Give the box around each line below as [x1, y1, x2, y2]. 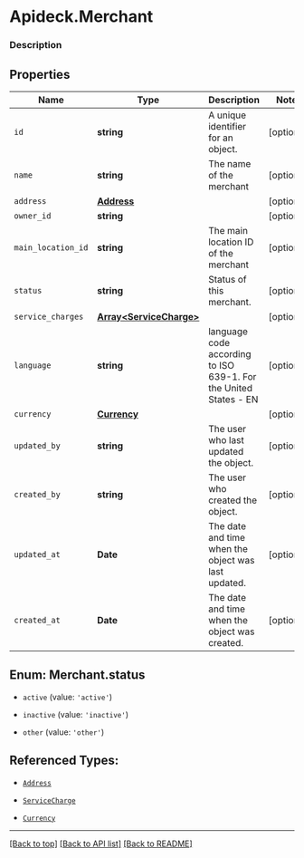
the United [207, 381, 253, 394]
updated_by [14, 440, 61, 450]
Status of [207, 273, 247, 285]
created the [207, 494, 258, 506]
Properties [9, 66, 71, 82]
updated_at [14, 549, 61, 559]
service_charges [14, 311, 84, 322]
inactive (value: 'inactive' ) [22, 709, 129, 719]
